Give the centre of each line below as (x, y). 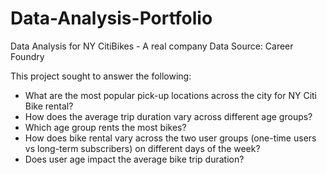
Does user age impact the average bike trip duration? (134, 159)
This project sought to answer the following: (101, 76)
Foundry (27, 56)
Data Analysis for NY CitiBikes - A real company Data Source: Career (152, 46)
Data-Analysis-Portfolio (111, 18)
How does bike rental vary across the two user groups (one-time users (170, 138)
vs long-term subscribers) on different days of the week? (142, 148)
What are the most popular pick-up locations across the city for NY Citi (170, 95)
